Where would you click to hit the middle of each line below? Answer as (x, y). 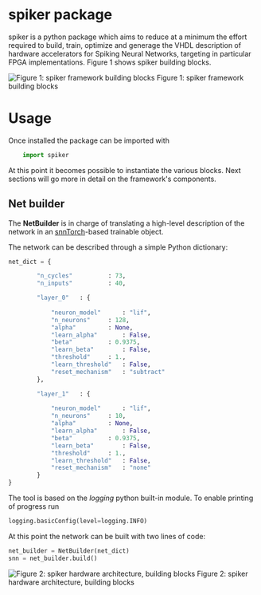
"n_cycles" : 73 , (82, 276)
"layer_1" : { (64, 394)
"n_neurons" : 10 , (88, 416)
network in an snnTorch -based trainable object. (86, 231)
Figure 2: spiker (222, 573)
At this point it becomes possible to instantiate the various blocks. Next (125, 170)
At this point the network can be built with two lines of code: (107, 536)
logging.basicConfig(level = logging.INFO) (78, 521)
